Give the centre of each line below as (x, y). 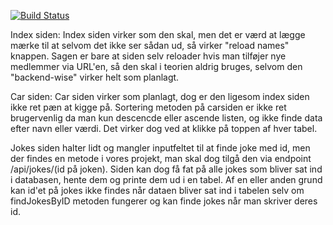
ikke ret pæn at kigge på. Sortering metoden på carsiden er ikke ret (148, 107)
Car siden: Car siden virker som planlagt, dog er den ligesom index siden (160, 96)
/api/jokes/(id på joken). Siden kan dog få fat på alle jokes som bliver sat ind (166, 169)
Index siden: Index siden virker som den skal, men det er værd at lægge (158, 34)
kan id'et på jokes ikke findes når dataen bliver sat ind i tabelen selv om (157, 190)
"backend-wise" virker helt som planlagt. (95, 77)
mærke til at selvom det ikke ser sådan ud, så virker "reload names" (150, 45)
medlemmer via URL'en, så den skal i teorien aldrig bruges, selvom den (156, 66)
